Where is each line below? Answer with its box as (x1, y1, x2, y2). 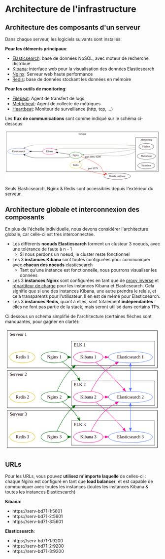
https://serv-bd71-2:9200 (12, 543, 64, 549)
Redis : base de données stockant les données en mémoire (12, 77, 132, 82)
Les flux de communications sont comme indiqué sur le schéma (5, 116, 137, 121)
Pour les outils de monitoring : (5, 86, 66, 92)
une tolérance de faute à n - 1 (12, 246, 72, 252)
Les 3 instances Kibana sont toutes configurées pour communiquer (12, 257, 151, 263)
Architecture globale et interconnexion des (5, 205, 139, 213)
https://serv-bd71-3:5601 (12, 519, 63, 524)
